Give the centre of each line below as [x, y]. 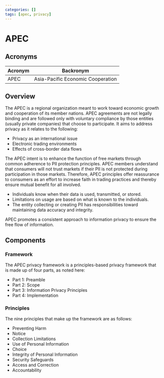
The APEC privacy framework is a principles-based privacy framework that [81, 265]
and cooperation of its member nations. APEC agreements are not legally [79, 113]
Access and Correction [35, 365]
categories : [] [21, 10]
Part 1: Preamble [29, 280]
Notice [19, 334]
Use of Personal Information [41, 344]
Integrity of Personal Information [45, 354]
